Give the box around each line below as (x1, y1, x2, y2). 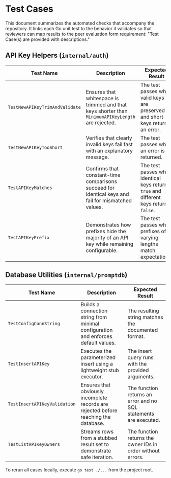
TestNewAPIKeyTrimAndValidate (8, 104, 81, 110)
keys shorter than (85, 107, 128, 115)
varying (140, 234, 159, 241)
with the (127, 360, 147, 367)
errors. (127, 453, 144, 461)
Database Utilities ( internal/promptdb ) (5, 270, 128, 279)
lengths (140, 240, 159, 247)
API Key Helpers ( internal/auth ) (5, 51, 109, 60)
